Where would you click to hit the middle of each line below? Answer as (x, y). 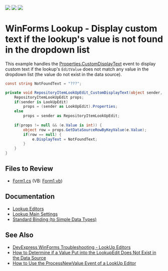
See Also (19, 235)
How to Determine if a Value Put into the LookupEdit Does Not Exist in (84, 252)
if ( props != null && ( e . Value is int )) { (58, 125)
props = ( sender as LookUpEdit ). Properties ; (70, 107)
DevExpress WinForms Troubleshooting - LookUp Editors (71, 247)
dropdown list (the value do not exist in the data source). (63, 74)
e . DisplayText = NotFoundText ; (65, 139)
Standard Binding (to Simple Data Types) (54, 219)
